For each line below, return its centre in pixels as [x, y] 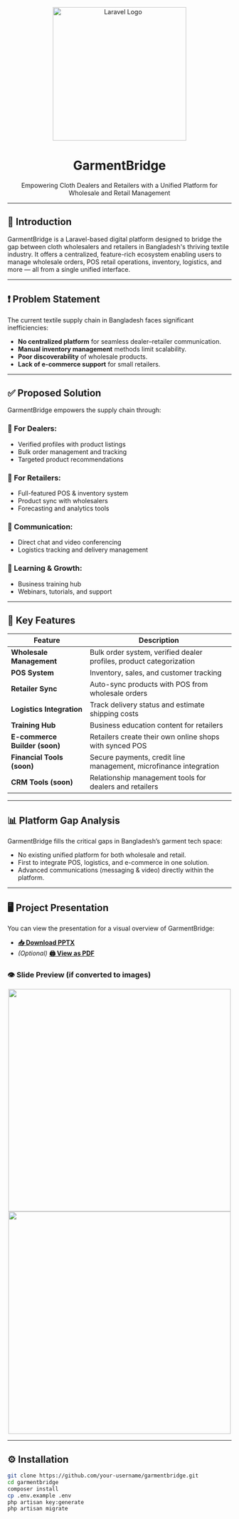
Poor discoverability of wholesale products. [83, 357]
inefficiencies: [28, 327]
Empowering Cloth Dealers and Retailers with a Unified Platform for [119, 185]
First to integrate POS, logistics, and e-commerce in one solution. [113, 863]
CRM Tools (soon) [42, 782]
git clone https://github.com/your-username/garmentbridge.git [103, 1476]
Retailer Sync [34, 689]
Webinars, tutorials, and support [65, 592]
